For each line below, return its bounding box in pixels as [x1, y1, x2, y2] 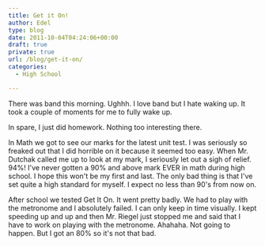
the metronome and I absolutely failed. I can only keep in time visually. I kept [8, 203, 257, 213]
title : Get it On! [8, 11, 69, 20]
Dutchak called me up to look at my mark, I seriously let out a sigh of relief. [8, 155, 252, 164]
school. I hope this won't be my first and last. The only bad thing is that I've [8, 171, 253, 181]
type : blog [8, 26, 44, 34]
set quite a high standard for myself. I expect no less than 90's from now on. [8, 179, 257, 189]
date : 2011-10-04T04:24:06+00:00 [8, 33, 119, 42]
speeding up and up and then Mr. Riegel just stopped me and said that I [8, 211, 241, 221]
